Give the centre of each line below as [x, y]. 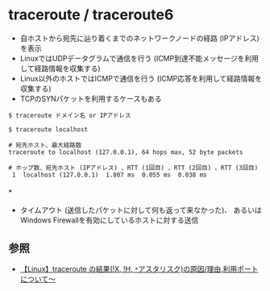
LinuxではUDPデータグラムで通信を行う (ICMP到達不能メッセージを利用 [139, 58]
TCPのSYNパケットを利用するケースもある [91, 98]
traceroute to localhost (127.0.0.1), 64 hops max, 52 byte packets [126, 152]
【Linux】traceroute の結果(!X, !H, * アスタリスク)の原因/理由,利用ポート [139, 268]
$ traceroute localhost [48, 129]
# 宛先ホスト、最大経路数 [45, 145]
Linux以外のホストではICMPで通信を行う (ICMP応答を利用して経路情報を [141, 78]
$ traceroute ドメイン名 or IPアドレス [70, 115]
